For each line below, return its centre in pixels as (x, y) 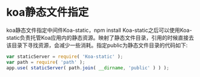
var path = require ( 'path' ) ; (46, 62)
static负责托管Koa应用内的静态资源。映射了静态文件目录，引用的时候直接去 (100, 37)
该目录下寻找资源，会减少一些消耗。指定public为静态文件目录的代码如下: (97, 45)
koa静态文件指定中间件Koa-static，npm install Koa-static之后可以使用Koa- (99, 30)
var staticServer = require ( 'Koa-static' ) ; (65, 57)
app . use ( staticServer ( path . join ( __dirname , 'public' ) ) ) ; (88, 68)
